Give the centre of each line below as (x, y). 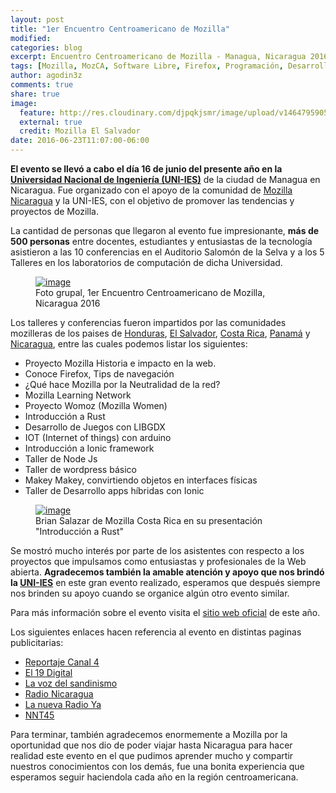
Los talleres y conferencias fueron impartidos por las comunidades (148, 322)
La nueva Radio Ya (63, 704)
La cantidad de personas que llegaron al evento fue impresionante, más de (165, 230)
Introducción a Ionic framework (89, 448)
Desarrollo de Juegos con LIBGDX (95, 427)
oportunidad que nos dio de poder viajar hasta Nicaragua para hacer (151, 745)
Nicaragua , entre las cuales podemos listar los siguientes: (129, 344)
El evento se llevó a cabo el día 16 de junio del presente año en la (146, 169)
